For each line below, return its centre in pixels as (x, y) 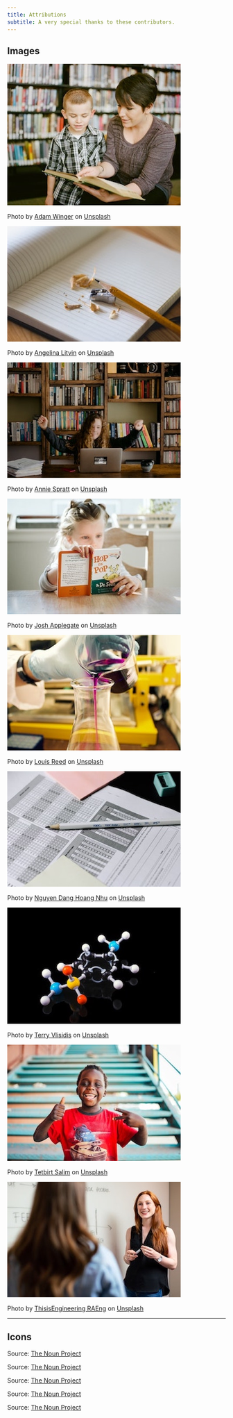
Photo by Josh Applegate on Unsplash (62, 626)
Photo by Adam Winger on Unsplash (59, 217)
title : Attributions (37, 15)
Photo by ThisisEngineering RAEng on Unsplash (76, 1308)
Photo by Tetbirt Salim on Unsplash (58, 1172)
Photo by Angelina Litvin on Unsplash (61, 353)
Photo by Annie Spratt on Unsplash (57, 489)
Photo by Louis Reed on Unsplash (55, 762)
